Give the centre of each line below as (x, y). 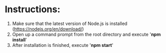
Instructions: (33, 9)
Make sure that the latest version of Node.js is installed (70, 23)
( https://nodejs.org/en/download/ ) (48, 29)
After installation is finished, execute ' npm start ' (63, 45)
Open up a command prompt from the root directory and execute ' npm (86, 34)
